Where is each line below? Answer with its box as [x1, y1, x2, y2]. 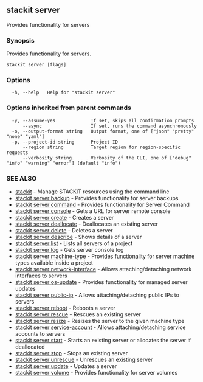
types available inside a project [15, 259, 93, 266]
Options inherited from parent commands [6, 103, 132, 112]
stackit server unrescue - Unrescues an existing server [15, 356, 153, 363]
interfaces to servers [15, 272, 68, 279]
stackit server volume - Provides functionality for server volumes [15, 369, 178, 376]
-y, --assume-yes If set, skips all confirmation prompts [12, 117, 194, 123]
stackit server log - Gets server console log [15, 246, 124, 253]
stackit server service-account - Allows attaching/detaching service [15, 324, 186, 331]
